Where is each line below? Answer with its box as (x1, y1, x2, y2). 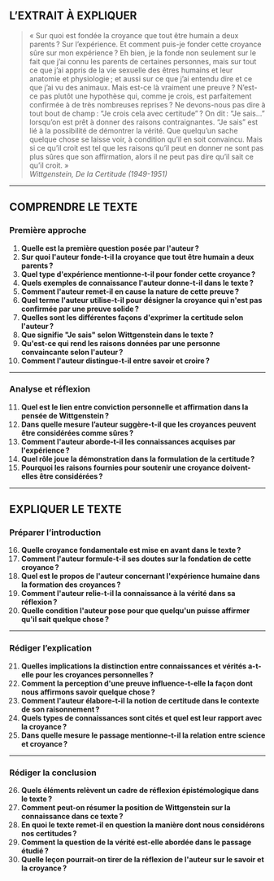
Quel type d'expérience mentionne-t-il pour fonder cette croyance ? (20, 269, 256, 278)
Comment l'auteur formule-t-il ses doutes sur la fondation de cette (20, 554, 251, 563)
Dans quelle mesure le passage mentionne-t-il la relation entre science (20, 730, 266, 740)
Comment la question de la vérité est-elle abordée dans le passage (20, 837, 251, 848)
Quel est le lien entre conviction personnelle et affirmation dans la (20, 401, 249, 412)
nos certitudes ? (20, 829, 77, 839)
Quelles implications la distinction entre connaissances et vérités (20, 661, 247, 671)
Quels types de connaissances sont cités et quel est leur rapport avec (20, 712, 263, 722)
